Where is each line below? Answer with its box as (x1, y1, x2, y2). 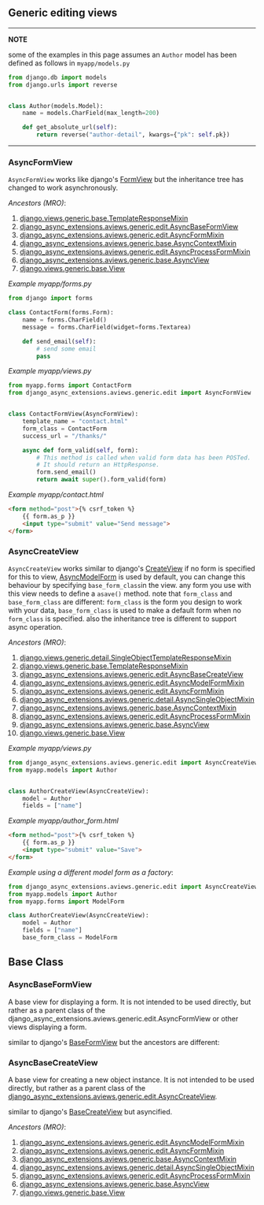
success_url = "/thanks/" (22, 432, 108, 440)
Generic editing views (8, 6, 118, 20)
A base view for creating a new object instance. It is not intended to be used (8, 1075, 255, 1084)
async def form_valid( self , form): (22, 446, 139, 454)
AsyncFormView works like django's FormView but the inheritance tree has (8, 175, 244, 184)
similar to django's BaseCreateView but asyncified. (8, 1106, 173, 1116)
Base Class (8, 955, 64, 969)
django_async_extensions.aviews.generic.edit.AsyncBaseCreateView (19, 669, 244, 679)
